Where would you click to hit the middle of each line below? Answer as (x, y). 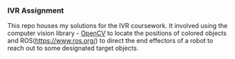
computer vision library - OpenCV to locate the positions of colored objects (117, 33)
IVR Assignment (36, 11)
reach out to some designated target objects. (73, 48)
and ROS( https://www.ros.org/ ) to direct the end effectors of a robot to (110, 41)
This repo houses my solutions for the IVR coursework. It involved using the (117, 26)
